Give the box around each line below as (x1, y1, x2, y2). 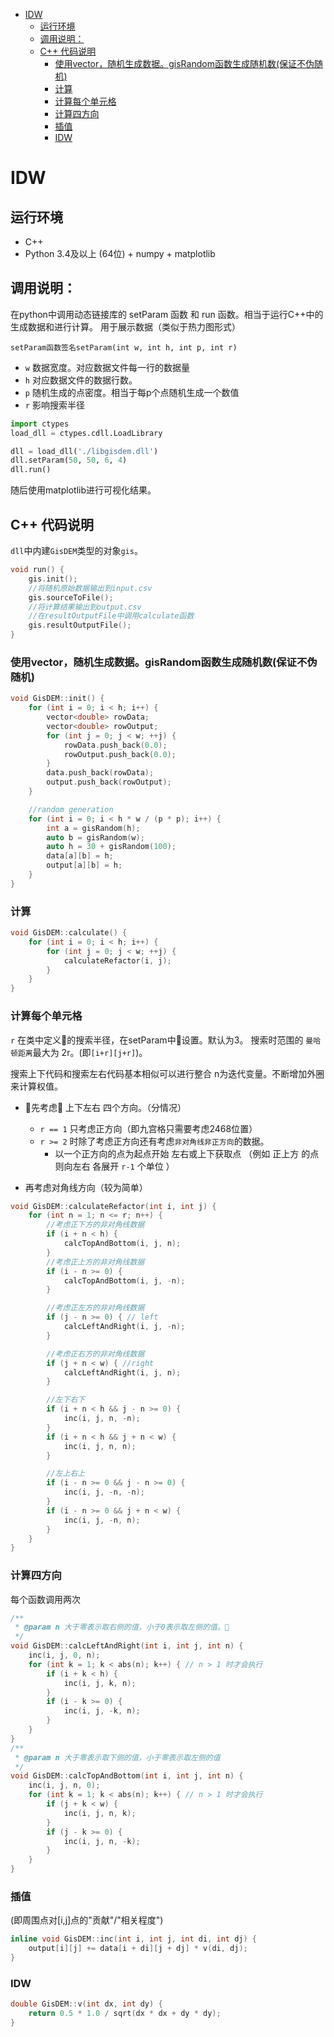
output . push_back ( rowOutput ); (46, 777, 172, 788)
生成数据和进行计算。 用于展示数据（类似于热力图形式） (10, 320, 241, 333)
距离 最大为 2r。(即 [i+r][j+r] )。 (17, 1046, 148, 1058)
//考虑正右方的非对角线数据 (46, 1349, 145, 1359)
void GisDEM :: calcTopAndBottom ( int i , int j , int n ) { (10, 1771, 244, 1781)
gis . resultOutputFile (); (28, 620, 132, 631)
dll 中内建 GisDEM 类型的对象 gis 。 (10, 545, 143, 556)
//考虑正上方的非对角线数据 (46, 1257, 145, 1267)
